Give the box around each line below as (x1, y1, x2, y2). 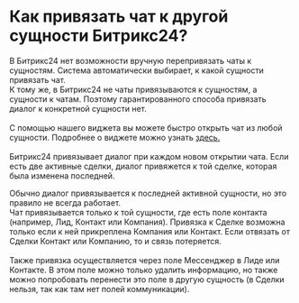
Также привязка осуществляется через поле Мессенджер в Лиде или (9, 254, 280, 265)
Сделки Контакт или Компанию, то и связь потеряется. (9, 235, 222, 246)
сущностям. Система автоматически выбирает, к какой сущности (9, 65, 264, 76)
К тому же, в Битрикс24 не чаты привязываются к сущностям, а (9, 84, 258, 95)
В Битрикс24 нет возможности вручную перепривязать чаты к (9, 55, 252, 66)
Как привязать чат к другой (9, 6, 229, 27)
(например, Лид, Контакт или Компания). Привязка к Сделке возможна (9, 216, 285, 227)
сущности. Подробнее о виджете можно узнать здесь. (9, 132, 221, 142)
